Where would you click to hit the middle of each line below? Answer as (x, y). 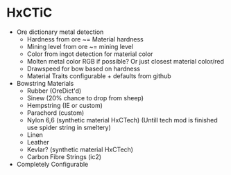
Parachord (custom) (55, 113)
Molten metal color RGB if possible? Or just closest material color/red (126, 61)
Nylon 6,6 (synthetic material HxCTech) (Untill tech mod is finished (122, 120)
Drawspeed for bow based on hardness (83, 68)
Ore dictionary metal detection (60, 32)
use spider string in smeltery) (69, 127)
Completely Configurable (52, 164)
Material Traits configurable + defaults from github (99, 76)
